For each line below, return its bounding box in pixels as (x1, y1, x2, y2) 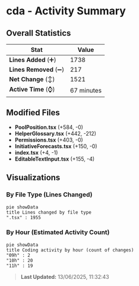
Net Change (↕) (9, 75, 55, 83)
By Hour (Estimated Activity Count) (6, 228, 110, 236)
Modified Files (6, 107, 61, 118)
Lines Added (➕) (9, 56, 56, 64)
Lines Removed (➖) (9, 66, 64, 73)
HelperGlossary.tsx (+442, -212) (14, 130, 97, 137)
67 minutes (69, 86, 102, 94)
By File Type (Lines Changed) (6, 190, 93, 199)
